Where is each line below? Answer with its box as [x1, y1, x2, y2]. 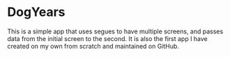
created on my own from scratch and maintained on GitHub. [7, 42, 180, 50]
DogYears [7, 4, 66, 20]
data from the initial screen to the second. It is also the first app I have [7, 34, 208, 42]
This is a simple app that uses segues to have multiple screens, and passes [7, 27, 224, 35]
